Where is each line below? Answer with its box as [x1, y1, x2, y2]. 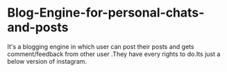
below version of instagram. [7, 57, 87, 65]
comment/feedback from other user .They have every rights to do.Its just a [7, 50, 221, 58]
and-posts [7, 19, 69, 35]
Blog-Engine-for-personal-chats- [7, 5, 205, 21]
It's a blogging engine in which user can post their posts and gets [7, 42, 194, 51]
